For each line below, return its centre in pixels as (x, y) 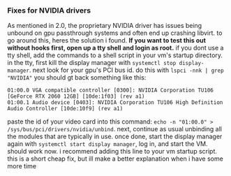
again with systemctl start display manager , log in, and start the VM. (107, 144)
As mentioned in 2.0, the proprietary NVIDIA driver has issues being (105, 26)
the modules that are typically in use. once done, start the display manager (115, 137)
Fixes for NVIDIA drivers (49, 10)
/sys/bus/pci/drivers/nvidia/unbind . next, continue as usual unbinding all (114, 129)
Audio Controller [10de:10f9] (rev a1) (65, 109)
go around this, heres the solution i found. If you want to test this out (106, 41)
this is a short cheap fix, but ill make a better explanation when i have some (115, 159)
